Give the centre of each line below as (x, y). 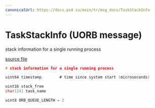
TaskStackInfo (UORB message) (74, 35)
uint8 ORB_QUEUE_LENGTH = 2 (35, 100)
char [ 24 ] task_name (26, 91)
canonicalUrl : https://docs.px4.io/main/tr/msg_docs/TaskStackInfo (78, 10)
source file (16, 59)
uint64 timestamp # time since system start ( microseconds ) (78, 77)
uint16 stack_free (24, 87)
